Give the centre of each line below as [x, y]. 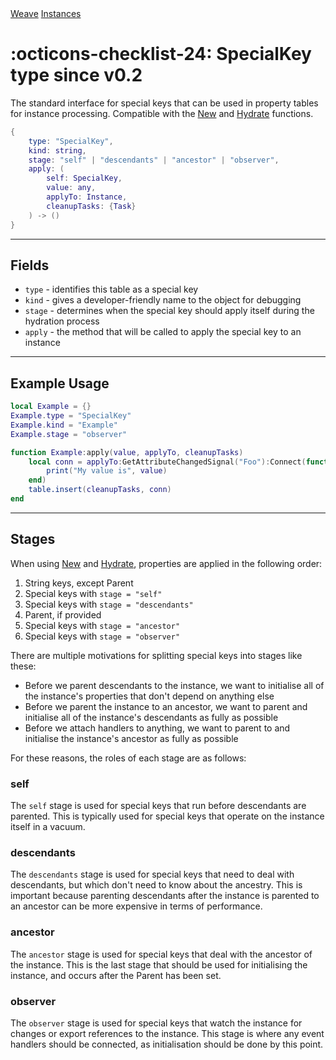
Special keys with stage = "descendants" [109, 604]
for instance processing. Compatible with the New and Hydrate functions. [162, 113]
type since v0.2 [76, 75]
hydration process [62, 321]
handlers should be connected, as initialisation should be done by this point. [167, 1044]
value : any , [71, 188]
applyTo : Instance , [87, 197]
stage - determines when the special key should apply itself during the [169, 311]
